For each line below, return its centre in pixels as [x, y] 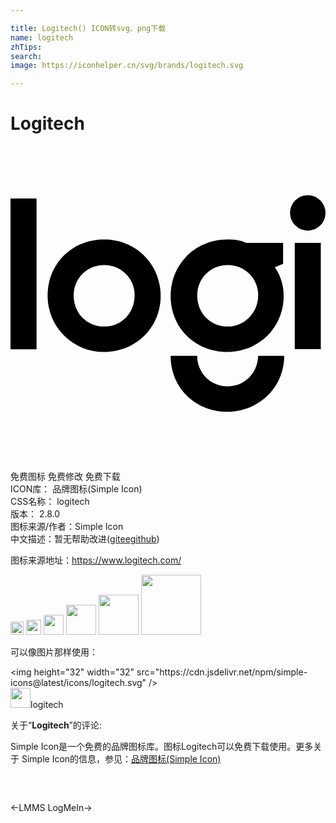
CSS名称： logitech [50, 502]
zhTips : [26, 47]
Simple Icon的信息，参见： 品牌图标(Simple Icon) [121, 759]
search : [26, 56]
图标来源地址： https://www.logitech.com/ [96, 560]
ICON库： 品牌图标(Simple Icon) [76, 489]
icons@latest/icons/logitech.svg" [78, 683]
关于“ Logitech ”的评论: [56, 725]
